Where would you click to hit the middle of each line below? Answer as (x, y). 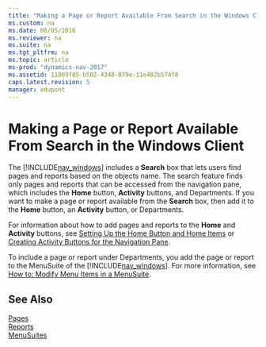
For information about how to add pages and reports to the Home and (122, 225)
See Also (30, 299)
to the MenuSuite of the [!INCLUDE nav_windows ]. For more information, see (132, 266)
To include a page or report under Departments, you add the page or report (131, 257)
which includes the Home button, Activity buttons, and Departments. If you (131, 193)
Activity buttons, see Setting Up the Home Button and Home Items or (122, 233)
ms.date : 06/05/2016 (42, 30)
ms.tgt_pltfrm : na (38, 52)
